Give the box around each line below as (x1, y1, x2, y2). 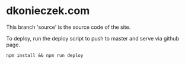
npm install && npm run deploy (6, 52, 84, 58)
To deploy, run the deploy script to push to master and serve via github (6, 35, 180, 42)
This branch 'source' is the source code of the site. (6, 23, 131, 31)
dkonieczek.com (6, 4, 90, 18)
